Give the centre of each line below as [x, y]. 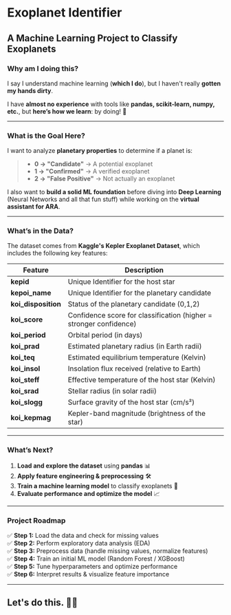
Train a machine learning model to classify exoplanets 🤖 [98, 486]
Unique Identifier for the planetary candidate [140, 293]
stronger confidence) [102, 324]
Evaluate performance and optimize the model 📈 [88, 493]
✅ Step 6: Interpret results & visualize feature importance [88, 574]
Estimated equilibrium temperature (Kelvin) [137, 357]
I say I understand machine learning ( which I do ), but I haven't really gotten [114, 83]
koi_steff [25, 380]
